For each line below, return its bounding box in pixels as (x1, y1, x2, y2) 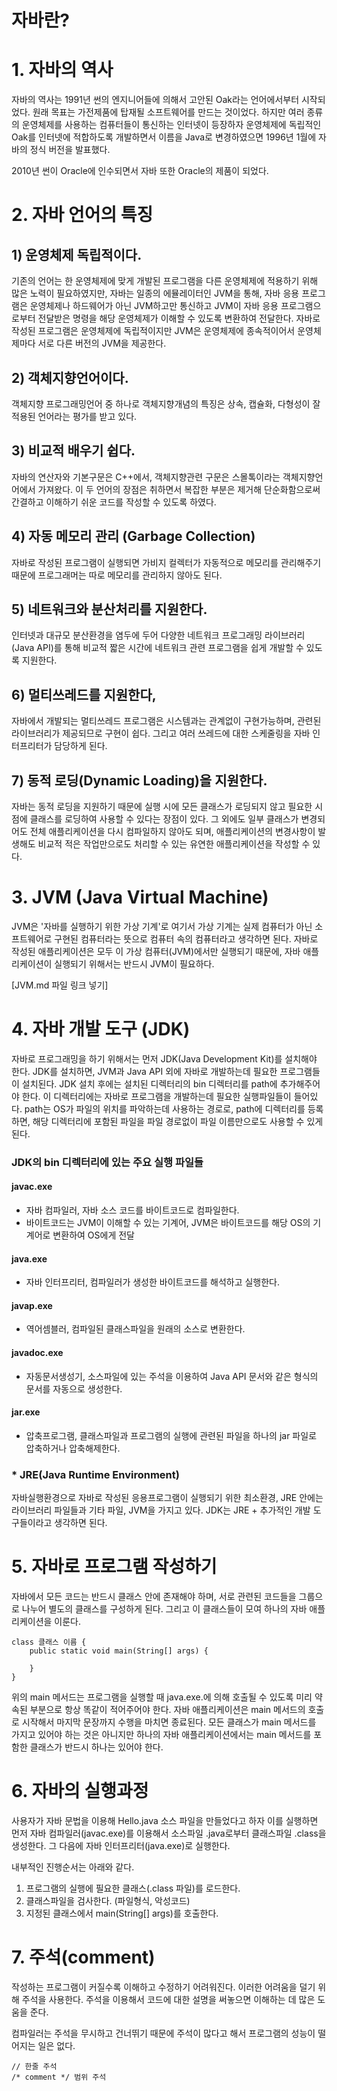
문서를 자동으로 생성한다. (25, 1382, 123, 1395)
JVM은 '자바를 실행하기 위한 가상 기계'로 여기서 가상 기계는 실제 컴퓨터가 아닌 (11, 920, 313, 932)
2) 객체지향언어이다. (11, 369, 129, 386)
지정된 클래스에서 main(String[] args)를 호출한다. (25, 1907, 219, 1919)
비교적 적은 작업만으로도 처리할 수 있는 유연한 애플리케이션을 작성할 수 (37, 838, 311, 850)
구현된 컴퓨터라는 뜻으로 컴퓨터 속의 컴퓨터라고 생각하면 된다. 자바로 (54, 932, 319, 945)
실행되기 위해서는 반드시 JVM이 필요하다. (54, 957, 215, 970)
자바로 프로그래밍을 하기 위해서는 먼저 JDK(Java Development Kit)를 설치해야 (11, 1052, 318, 1065)
